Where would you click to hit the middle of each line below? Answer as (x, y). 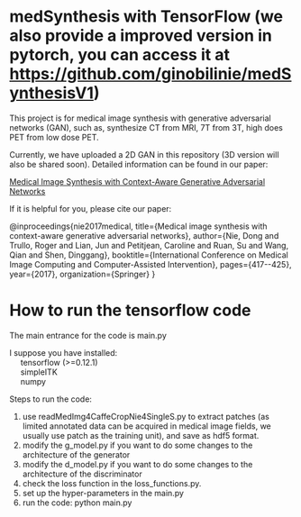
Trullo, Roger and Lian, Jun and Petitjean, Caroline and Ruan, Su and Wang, (149, 245)
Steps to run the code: (51, 399)
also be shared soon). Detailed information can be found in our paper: (139, 164)
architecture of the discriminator (82, 474)
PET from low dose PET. (54, 137)
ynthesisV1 (52, 93)
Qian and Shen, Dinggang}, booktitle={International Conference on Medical (149, 255)
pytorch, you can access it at (119, 55)
